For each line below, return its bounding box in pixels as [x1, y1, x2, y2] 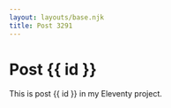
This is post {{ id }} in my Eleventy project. [9, 89, 163, 99]
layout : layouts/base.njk [9, 12, 104, 22]
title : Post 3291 [9, 21, 73, 30]
